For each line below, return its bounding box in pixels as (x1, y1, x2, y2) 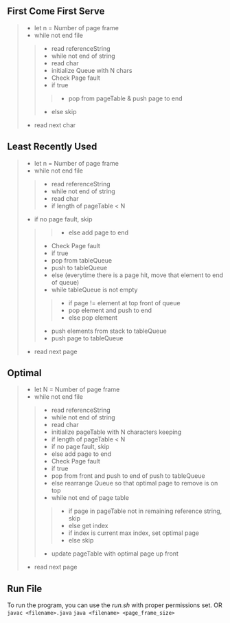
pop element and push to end (68, 306, 152, 314)
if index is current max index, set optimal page (68, 529, 200, 537)
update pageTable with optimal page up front (51, 549, 179, 558)
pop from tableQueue (51, 256, 112, 264)
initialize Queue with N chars (51, 66, 133, 74)
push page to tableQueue (51, 334, 124, 342)
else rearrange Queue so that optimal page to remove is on (51, 479, 218, 488)
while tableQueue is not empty (51, 285, 138, 294)
